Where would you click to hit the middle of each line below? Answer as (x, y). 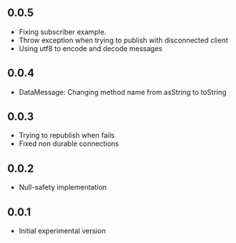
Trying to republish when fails (67, 136)
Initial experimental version (62, 231)
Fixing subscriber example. (62, 31)
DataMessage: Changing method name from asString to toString (122, 92)
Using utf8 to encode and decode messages (91, 48)
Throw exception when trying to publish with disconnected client (123, 40)
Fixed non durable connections (69, 143)
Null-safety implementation (63, 187)
